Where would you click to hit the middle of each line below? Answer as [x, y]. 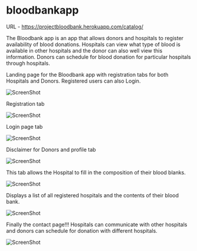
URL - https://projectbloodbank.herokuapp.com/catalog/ [75, 27]
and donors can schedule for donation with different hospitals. [82, 230]
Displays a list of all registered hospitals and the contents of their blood [92, 195]
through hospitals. [28, 63]
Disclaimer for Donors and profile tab [51, 149]
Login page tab [24, 126]
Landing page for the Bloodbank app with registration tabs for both [87, 74]
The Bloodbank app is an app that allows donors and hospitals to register [95, 38]
